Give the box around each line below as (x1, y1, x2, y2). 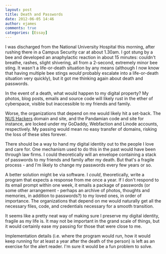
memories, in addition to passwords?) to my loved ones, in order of (5, 193, 142, 199)
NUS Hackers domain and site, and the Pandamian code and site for (5, 116, 144, 121)
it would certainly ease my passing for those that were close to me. (5, 223, 142, 229)
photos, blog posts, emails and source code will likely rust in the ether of (5, 96, 153, 102)
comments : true (5, 26, 37, 31)
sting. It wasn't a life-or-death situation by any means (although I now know (5, 65, 160, 71)
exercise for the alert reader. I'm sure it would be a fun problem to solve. (5, 244, 153, 249)
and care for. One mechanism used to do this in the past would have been (5, 147, 156, 152)
